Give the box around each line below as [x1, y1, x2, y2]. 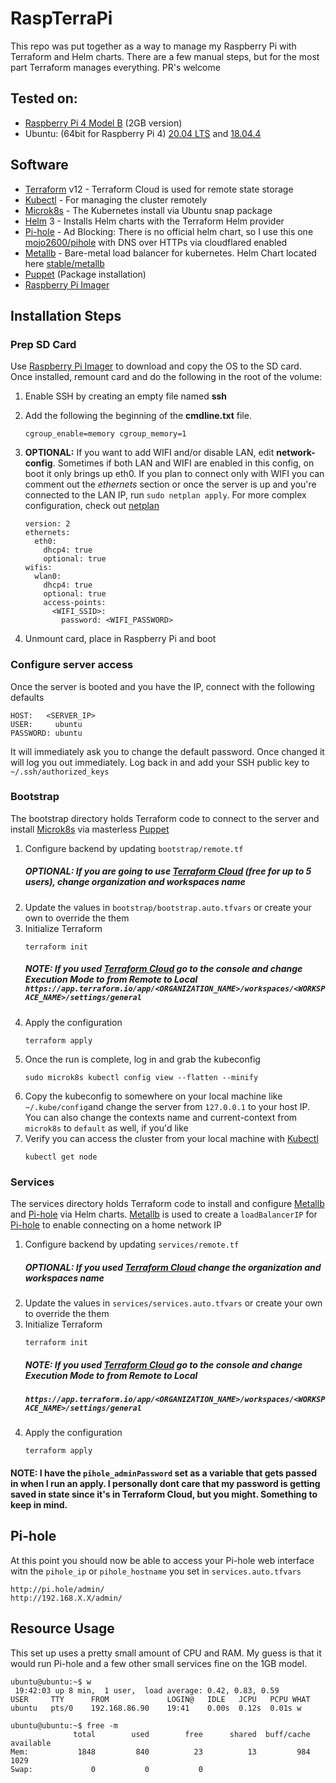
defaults [10, 691, 45, 703]
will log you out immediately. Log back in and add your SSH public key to [10, 756, 310, 768]
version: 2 [24, 519, 71, 529]
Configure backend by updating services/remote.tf [24, 1238, 240, 1251]
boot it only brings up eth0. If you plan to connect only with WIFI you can [24, 468, 325, 480]
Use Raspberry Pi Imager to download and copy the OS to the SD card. [10, 360, 302, 372]
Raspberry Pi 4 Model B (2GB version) [24, 117, 183, 129]
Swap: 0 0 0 [10, 1764, 203, 1774]
